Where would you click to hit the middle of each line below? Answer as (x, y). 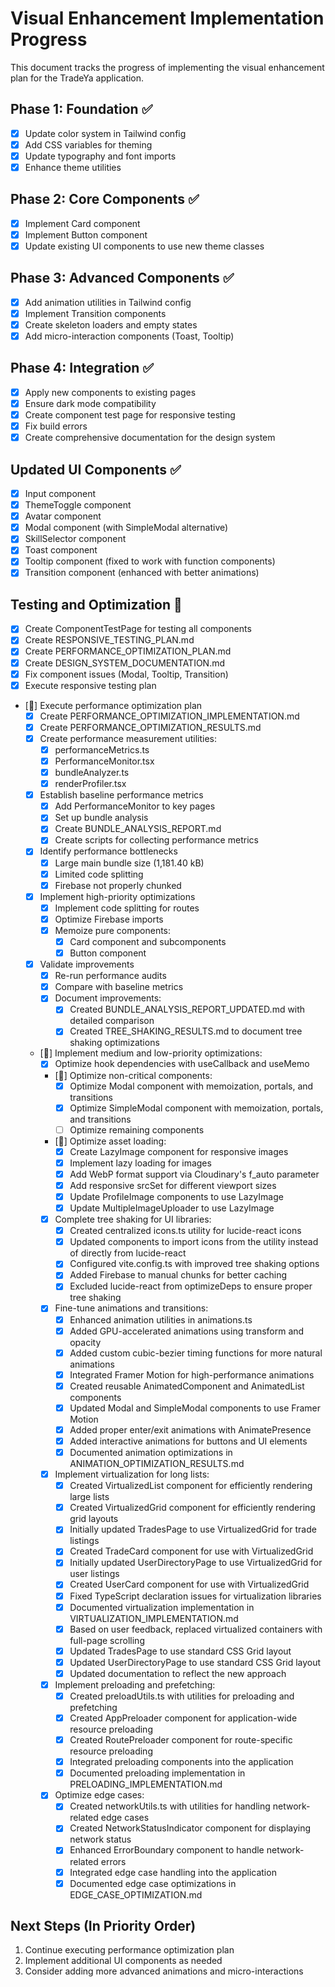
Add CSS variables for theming (88, 144)
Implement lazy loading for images (140, 1163)
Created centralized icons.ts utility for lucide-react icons (185, 1231)
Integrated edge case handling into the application (173, 1872)
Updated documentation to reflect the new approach (178, 1673)
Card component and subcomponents (148, 941)
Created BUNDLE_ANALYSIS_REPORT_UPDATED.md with (187, 1009)
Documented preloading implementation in (157, 1773)
